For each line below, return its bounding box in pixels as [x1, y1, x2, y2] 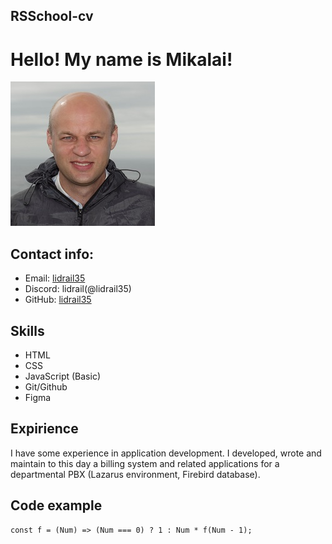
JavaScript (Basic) [24, 370, 101, 382]
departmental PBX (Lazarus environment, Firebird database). [10, 468, 261, 480]
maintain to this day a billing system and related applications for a [10, 457, 280, 469]
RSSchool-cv [10, 8, 94, 25]
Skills [10, 322, 45, 339]
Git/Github [24, 380, 68, 393]
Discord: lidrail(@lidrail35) [24, 283, 132, 295]
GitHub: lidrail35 [24, 294, 92, 306]
